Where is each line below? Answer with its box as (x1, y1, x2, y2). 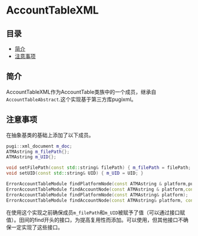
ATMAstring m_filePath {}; (6, 149, 70, 155)
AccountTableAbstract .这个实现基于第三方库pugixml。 (6, 96, 137, 103)
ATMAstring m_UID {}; (6, 154, 57, 160)
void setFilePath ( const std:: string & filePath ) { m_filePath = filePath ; (6, 165, 192, 171)
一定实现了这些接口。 (11, 224, 63, 231)
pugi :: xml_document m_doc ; (6, 143, 72, 149)
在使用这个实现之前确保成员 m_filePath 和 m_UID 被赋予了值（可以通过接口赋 (6, 209, 186, 216)
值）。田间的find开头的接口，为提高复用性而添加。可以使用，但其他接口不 (6, 216, 184, 223)
